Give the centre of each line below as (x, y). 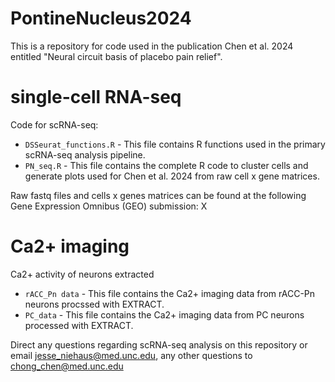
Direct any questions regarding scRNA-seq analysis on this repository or (159, 344)
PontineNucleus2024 (101, 18)
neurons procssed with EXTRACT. (94, 304)
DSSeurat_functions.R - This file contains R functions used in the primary (175, 144)
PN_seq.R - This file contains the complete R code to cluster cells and (166, 165)
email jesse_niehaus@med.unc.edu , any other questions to (131, 355)
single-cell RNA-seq (96, 97)
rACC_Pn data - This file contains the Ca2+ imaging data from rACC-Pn (170, 293)
